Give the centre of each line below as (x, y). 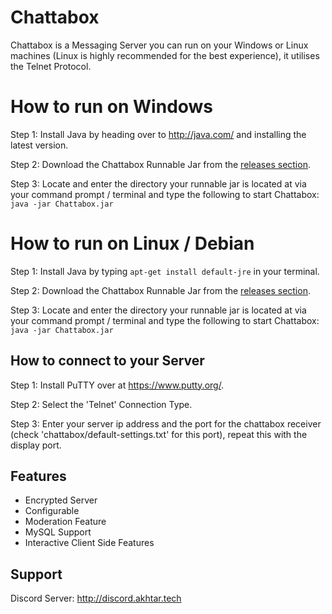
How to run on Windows (112, 107)
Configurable (52, 511)
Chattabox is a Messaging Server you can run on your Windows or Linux (159, 45)
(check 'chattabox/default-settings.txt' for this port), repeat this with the (159, 434)
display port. (36, 445)
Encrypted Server (61, 500)
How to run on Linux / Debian (132, 243)
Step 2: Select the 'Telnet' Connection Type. (101, 404)
